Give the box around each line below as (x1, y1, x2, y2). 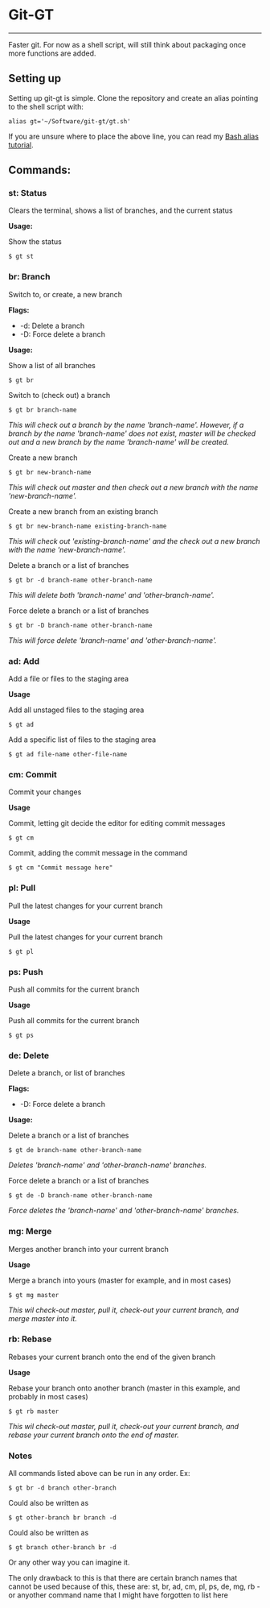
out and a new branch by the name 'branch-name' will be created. (8, 437, 229, 446)
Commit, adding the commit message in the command (8, 848, 188, 858)
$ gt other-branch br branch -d (8, 1514, 117, 1522)
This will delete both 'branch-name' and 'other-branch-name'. (8, 590, 215, 599)
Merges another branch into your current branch (8, 1244, 169, 1254)
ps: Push (8, 966, 43, 977)
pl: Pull (8, 882, 36, 893)
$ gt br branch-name (8, 405, 78, 414)
